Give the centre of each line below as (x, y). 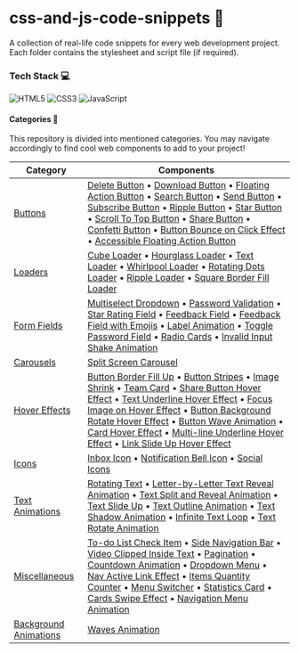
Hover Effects (42, 411)
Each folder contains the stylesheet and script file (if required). (124, 52)
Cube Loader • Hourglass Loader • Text (170, 256)
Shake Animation (123, 348)
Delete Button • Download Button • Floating (178, 185)
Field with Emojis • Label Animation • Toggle (180, 326)
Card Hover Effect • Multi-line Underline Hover (186, 433)
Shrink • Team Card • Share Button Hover (174, 388)
